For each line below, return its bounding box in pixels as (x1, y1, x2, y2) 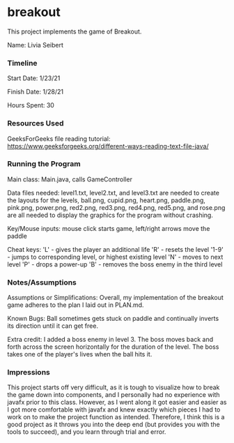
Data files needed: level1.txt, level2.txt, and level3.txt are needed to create (7, 188, 219, 197)
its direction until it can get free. (7, 322, 99, 330)
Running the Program (7, 159, 81, 169)
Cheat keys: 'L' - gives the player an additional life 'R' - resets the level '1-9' (7, 245, 224, 253)
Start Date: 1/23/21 (7, 74, 61, 82)
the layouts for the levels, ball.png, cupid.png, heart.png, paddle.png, (7, 196, 205, 204)
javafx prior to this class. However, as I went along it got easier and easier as (7, 398, 227, 407)
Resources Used (7, 119, 64, 128)
